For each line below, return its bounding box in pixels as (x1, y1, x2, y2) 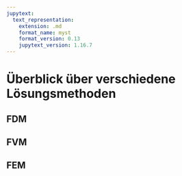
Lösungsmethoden (6, 86, 116, 101)
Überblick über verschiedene (6, 71, 176, 87)
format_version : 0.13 (18, 36, 80, 42)
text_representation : (12, 16, 75, 23)
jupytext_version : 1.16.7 (18, 42, 93, 49)
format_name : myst (18, 29, 71, 36)
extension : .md (18, 23, 62, 29)
